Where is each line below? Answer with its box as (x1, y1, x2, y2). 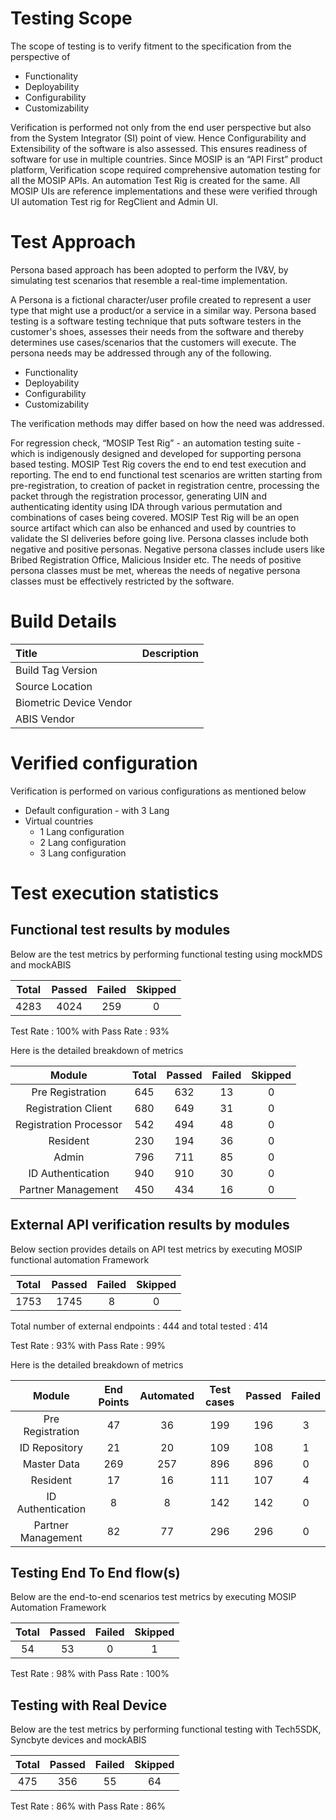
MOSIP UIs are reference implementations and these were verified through (10, 185, 318, 197)
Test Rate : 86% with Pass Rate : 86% (10, 1800, 166, 1812)
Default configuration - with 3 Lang (24, 804, 170, 816)
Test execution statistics (10, 882, 220, 904)
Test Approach (10, 231, 137, 254)
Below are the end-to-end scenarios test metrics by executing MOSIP (10, 1591, 297, 1603)
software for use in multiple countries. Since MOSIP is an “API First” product (10, 153, 323, 165)
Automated (139, 1388, 195, 1402)
